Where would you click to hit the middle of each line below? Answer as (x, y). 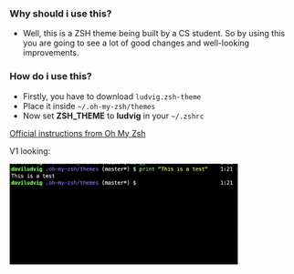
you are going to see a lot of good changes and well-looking (136, 43)
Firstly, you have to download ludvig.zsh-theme (112, 96)
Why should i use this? (61, 14)
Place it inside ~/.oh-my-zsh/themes (89, 106)
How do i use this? (51, 76)
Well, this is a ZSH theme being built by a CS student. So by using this (154, 34)
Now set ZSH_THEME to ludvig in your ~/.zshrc (113, 116)
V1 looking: (30, 151)
